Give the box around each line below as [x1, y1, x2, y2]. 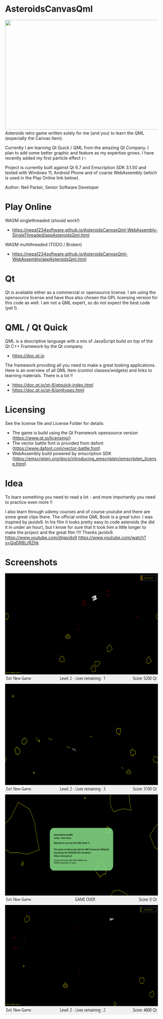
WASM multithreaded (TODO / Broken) [5, 241, 82, 247]
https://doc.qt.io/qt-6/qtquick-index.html [12, 382, 94, 388]
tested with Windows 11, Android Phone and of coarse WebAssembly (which [5, 170, 157, 175]
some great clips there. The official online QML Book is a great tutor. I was [5, 514, 153, 519]
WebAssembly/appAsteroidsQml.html [12, 256, 87, 262]
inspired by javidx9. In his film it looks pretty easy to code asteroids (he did [5, 519, 155, 525]
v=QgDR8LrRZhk [5, 539, 39, 545]
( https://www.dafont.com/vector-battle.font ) [12, 445, 101, 451]
